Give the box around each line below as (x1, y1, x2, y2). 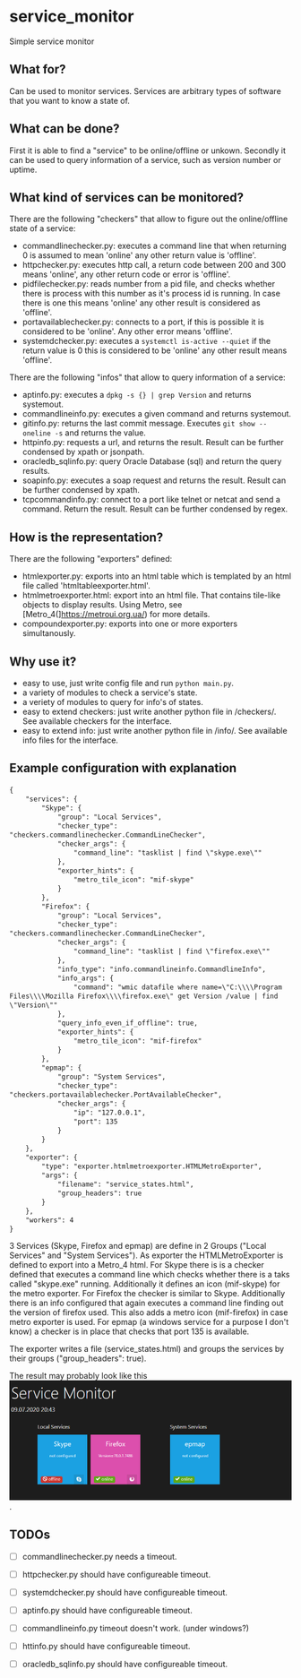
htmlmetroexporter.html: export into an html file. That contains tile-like (21, 589, 280, 601)
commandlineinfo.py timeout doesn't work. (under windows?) (21, 1623, 249, 1634)
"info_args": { (56, 974, 115, 983)
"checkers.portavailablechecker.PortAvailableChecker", (9, 1090, 222, 1099)
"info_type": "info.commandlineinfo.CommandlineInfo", (56, 965, 267, 974)
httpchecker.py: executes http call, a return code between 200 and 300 (21, 260, 287, 271)
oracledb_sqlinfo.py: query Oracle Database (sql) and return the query (21, 456, 282, 467)
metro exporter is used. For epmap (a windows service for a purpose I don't (9, 1316, 289, 1327)
